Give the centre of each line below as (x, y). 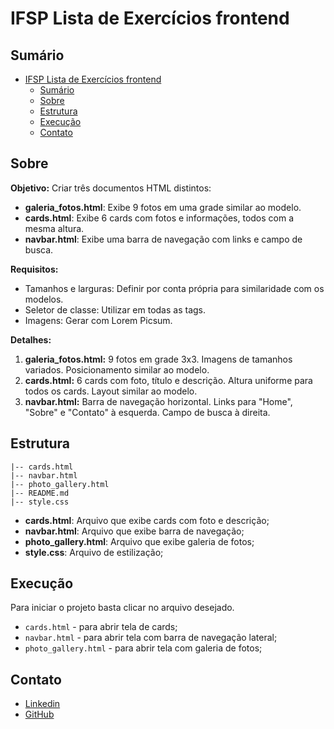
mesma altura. (54, 228)
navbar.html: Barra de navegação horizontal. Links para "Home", (158, 401)
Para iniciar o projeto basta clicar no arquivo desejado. (122, 608)
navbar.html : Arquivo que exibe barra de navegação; (134, 531)
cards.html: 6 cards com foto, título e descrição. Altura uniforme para (168, 380)
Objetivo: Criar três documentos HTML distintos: (111, 188)
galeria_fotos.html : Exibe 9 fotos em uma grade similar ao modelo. (163, 207)
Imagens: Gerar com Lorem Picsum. (98, 320)
